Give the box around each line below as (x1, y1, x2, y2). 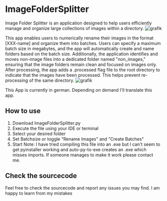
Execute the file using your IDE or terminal (12, 125, 98, 131)
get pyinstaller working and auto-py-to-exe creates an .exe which (12, 146, 147, 153)
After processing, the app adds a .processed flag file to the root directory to (5, 66, 161, 73)
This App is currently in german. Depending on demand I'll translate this (5, 87, 153, 93)
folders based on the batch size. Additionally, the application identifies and (5, 51, 158, 57)
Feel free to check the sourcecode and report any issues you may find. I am (5, 185, 160, 191)
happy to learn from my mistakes (5, 190, 73, 196)
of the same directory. (29, 77, 75, 83)
